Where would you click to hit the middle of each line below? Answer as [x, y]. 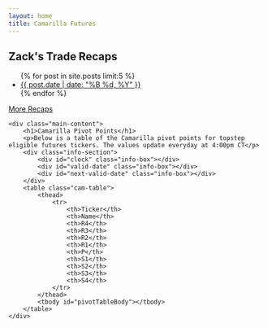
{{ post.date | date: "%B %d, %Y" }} [80, 85]
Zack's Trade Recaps [63, 57]
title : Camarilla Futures [52, 24]
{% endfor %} [43, 94]
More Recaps [31, 109]
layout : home [30, 16]
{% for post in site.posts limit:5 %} [78, 76]
